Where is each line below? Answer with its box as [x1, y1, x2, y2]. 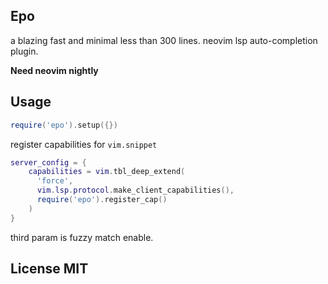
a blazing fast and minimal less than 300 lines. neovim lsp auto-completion [10, 34, 318, 46]
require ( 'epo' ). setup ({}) [10, 120, 118, 130]
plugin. [10, 45, 39, 57]
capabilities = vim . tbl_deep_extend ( [28, 167, 186, 177]
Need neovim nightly [10, 64, 99, 76]
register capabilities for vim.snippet [10, 138, 158, 150]
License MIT [10, 260, 89, 278]
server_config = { [10, 157, 87, 168]
